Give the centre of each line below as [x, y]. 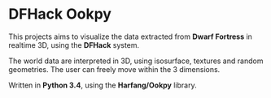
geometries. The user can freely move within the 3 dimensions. [114, 69]
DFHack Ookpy [60, 14]
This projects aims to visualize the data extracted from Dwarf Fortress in [130, 36]
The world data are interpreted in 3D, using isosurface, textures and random [136, 61]
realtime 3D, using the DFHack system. [74, 45]
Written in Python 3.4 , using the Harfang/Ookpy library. [103, 85]
